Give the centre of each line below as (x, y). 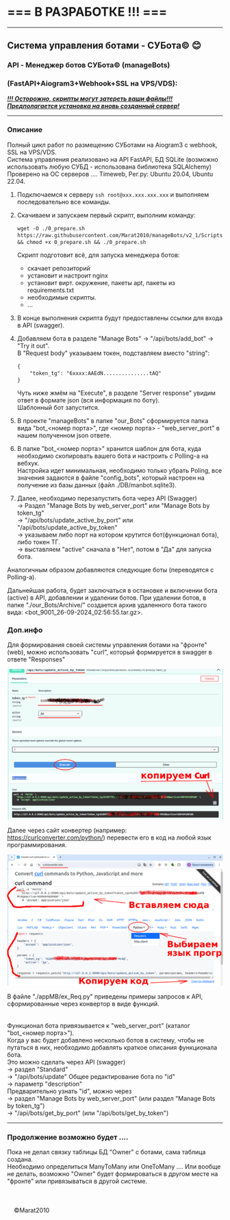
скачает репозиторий (59, 268)
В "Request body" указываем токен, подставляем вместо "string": (113, 353)
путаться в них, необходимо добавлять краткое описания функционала (112, 1048)
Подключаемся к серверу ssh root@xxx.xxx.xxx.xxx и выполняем (113, 194)
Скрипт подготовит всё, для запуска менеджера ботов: (98, 255)
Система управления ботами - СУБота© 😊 (104, 46)
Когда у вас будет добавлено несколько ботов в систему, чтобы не (106, 1040)
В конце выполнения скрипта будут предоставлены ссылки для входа (120, 318)
